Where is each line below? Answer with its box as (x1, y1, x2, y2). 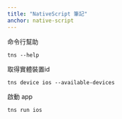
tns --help (7, 51, 39, 59)
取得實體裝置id (7, 64, 50, 73)
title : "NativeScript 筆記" (7, 10, 88, 18)
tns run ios (7, 106, 42, 113)
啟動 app (7, 92, 33, 101)
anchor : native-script (7, 17, 74, 24)
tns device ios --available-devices (7, 79, 115, 86)
